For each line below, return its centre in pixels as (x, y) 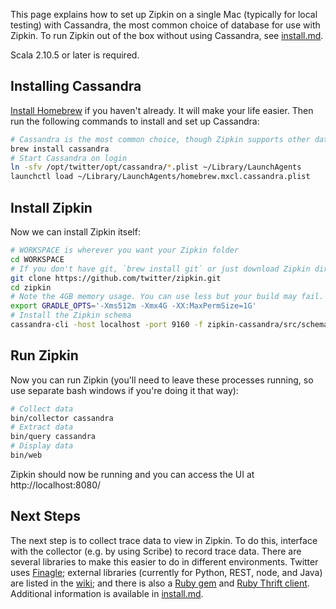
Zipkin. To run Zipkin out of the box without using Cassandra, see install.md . (167, 35)
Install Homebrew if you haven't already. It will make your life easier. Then (162, 110)
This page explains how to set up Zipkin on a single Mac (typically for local (164, 14)
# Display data (42, 446)
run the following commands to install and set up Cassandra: (135, 121)
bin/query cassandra (53, 437)
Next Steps (45, 516)
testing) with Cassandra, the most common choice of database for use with (165, 25)
